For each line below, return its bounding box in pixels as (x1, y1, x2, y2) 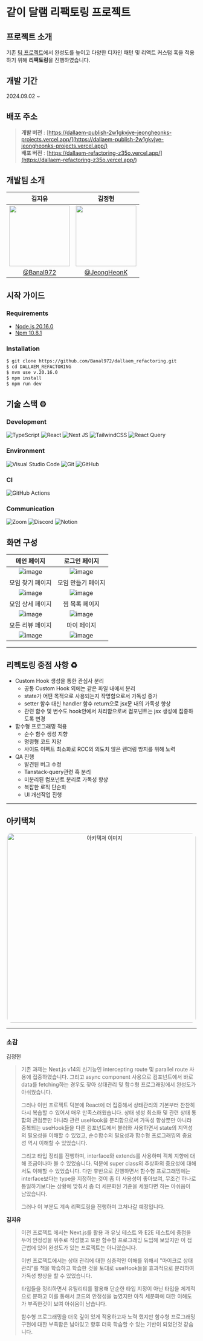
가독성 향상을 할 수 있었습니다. (21, 1272, 92, 1280)
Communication (6, 504, 54, 513)
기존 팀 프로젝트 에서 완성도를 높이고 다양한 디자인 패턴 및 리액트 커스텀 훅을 (6, 49, 184, 56)
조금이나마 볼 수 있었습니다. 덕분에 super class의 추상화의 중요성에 (27, 1160, 185, 1167)
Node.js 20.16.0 (14, 323, 54, 330)
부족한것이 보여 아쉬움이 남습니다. (27, 1300, 107, 1308)
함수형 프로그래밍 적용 (14, 723, 68, 730)
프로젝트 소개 (6, 32, 53, 42)
